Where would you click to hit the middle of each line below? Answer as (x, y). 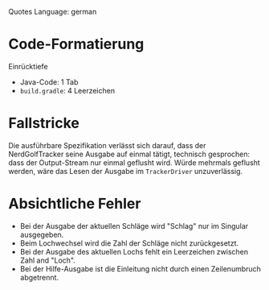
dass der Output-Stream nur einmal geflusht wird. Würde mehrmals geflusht (134, 162)
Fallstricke (44, 123)
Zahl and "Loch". (48, 260)
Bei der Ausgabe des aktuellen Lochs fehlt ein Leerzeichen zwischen (134, 251)
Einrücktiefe (28, 66)
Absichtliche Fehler (75, 204)
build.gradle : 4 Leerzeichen (67, 90)
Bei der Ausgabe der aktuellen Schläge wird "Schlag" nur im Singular (134, 226)
